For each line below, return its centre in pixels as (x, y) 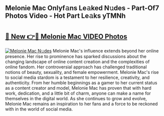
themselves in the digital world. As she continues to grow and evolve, (76, 98)
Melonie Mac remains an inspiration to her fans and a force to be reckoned (82, 104)
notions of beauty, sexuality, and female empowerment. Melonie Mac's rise (82, 72)
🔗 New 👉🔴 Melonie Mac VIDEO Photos (66, 36)
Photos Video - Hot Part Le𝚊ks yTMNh (65, 16)
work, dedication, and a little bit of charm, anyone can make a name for (78, 93)
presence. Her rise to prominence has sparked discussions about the (76, 56)
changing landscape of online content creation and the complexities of (78, 62)
